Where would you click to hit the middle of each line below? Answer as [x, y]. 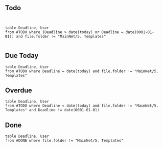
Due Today [22, 56]
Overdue [19, 91]
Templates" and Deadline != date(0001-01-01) [52, 110]
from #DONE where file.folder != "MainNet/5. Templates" [64, 141]
